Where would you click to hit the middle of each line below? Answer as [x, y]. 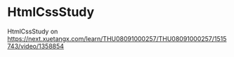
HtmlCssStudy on [33, 31]
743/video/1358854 [36, 46]
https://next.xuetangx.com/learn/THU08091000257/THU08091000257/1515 [117, 38]
